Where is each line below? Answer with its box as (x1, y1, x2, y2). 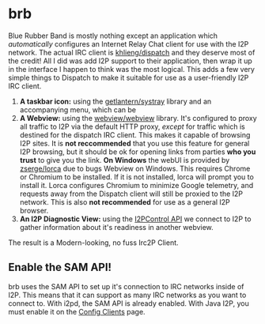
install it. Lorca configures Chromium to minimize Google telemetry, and (19, 180, 254, 190)
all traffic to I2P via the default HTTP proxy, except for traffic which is (19, 122, 245, 131)
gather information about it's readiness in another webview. (19, 222, 214, 232)
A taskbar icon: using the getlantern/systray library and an (19, 96, 212, 106)
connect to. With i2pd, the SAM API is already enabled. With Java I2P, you (8, 298, 249, 308)
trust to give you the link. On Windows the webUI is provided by (19, 155, 230, 164)
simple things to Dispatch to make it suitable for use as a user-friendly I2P (8, 73, 249, 82)
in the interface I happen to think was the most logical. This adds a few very (8, 64, 256, 73)
